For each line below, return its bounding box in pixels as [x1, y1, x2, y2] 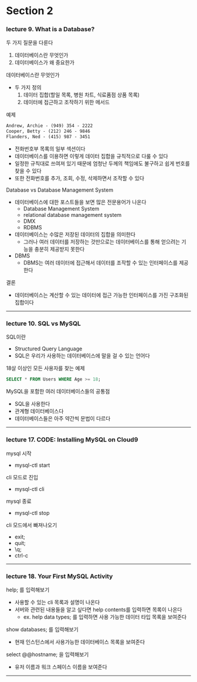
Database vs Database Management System [6, 186, 113, 193]
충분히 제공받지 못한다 [34, 246, 85, 253]
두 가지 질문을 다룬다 [6, 39, 53, 46]
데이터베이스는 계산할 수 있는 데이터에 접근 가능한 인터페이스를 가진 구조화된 [14, 292, 189, 299]
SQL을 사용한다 [14, 400, 50, 407]
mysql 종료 [6, 497, 32, 504]
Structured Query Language [14, 345, 83, 352]
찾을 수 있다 [14, 168, 42, 175]
